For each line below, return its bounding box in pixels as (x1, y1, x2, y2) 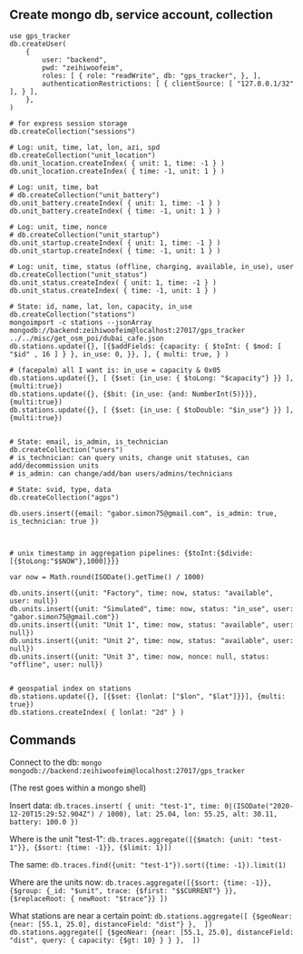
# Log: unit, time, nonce (9, 222, 107, 231)
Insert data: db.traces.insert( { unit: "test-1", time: (9, 799, 221, 810)
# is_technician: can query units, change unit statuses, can (9, 453, 249, 462)
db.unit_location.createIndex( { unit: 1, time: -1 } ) (9, 158, 225, 167)
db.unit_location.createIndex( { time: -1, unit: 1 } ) (9, 166, 225, 176)
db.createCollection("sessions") (9, 126, 136, 136)
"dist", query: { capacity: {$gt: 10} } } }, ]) (9, 936, 201, 945)
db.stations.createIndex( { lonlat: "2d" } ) (9, 708, 184, 717)
